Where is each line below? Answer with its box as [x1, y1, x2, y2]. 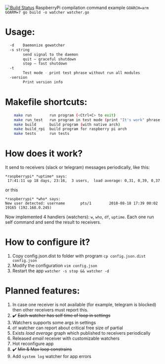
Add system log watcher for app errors [12, 353, 91, 359]
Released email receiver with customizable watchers [12, 335, 120, 341]
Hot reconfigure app [12, 340, 54, 347]
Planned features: [5, 285, 80, 297]
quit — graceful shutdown [23, 57, 77, 61]
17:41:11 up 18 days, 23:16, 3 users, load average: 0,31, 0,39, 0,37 [7, 179, 161, 183]
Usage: [5, 26, 36, 38]
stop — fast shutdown [23, 61, 68, 66]
